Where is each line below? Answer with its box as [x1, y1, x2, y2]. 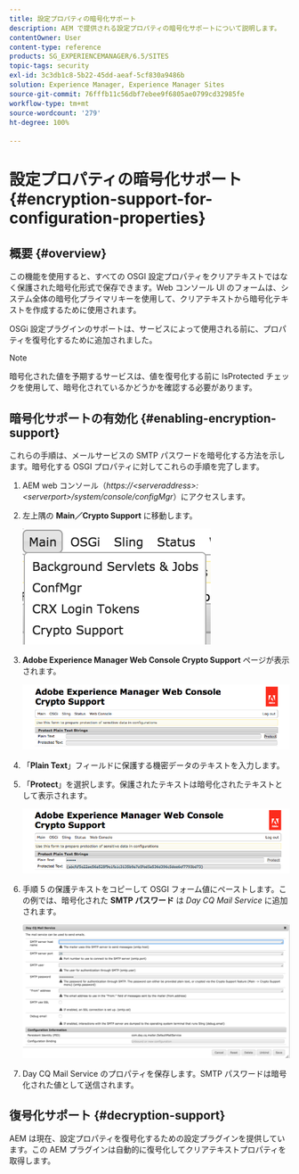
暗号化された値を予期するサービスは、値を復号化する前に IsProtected [9, 371, 264, 382]
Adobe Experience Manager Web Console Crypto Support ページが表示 [21, 654, 290, 665]
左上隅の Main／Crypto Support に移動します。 [21, 509, 198, 521]
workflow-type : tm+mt [9, 99, 90, 108]
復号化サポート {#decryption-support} [9, 1107, 226, 1123]
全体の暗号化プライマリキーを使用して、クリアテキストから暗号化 [32, 293, 274, 304]
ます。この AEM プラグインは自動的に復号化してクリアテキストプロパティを [9, 1145, 287, 1155]
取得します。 [9, 1155, 56, 1166]
